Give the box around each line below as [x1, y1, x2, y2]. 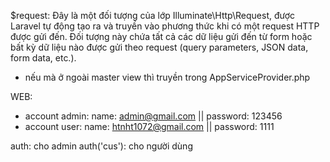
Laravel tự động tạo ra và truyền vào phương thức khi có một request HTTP [10, 20, 320, 32]
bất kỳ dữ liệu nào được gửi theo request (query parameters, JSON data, [10, 41, 309, 53]
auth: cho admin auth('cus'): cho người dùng [10, 140, 193, 152]
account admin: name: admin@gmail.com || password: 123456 [24, 110, 283, 122]
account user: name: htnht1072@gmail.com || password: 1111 [24, 121, 275, 132]
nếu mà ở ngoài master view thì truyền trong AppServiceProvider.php [24, 71, 311, 83]
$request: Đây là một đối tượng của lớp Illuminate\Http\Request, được [10, 10, 296, 21]
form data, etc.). [10, 52, 77, 64]
